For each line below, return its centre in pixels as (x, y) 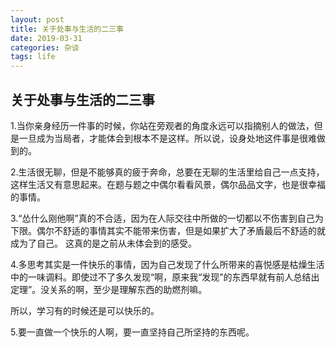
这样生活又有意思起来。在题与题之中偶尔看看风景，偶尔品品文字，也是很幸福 (168, 184)
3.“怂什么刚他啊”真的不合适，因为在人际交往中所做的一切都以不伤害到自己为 (167, 218)
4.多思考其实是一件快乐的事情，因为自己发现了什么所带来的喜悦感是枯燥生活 (167, 264)
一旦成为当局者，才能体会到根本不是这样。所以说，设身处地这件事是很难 (167, 138)
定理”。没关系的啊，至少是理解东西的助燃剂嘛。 (109, 289)
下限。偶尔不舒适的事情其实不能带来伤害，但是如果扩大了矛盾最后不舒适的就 (168, 230)
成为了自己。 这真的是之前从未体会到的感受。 (103, 243)
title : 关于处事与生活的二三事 (67, 29)
